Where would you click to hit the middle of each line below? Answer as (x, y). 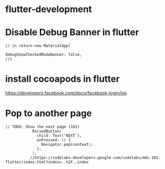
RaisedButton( (47, 131)
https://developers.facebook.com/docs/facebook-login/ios (66, 93)
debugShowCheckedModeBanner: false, (44, 55)
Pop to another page (49, 113)
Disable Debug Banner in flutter (72, 33)
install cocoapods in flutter (62, 79)
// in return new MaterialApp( (38, 46)
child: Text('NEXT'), (59, 136)
